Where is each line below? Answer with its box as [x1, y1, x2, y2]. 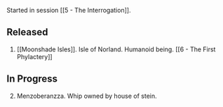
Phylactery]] [16, 52, 53, 61]
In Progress [6, 73, 58, 85]
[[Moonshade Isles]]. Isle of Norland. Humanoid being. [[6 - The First [16, 45, 216, 53]
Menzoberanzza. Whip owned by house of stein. [16, 92, 157, 100]
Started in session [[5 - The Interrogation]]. [6, 6, 131, 14]
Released [6, 26, 48, 38]
